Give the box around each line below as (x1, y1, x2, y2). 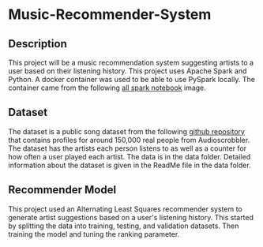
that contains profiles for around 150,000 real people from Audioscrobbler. (8, 135, 250, 144)
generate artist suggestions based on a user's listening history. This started (8, 212, 254, 222)
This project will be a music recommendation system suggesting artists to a (8, 58, 254, 67)
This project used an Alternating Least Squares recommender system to (8, 204, 242, 214)
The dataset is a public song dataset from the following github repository (8, 126, 245, 136)
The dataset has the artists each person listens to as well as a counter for (8, 144, 247, 153)
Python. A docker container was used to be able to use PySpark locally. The (8, 75, 255, 84)
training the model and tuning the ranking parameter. (8, 229, 180, 238)
